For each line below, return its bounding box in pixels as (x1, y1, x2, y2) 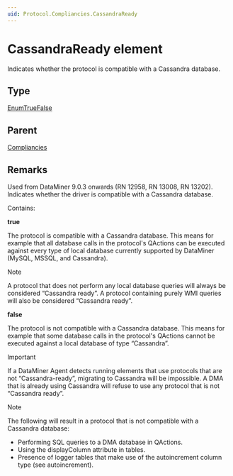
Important (7, 353, 36, 361)
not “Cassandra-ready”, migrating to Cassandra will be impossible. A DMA (7, 374, 224, 382)
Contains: (7, 204, 35, 212)
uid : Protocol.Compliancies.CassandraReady (7, 10, 138, 18)
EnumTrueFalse (7, 104, 52, 112)
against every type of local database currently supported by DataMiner (7, 246, 215, 255)
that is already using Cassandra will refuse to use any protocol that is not (7, 382, 220, 390)
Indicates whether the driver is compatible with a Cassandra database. (7, 190, 214, 199)
